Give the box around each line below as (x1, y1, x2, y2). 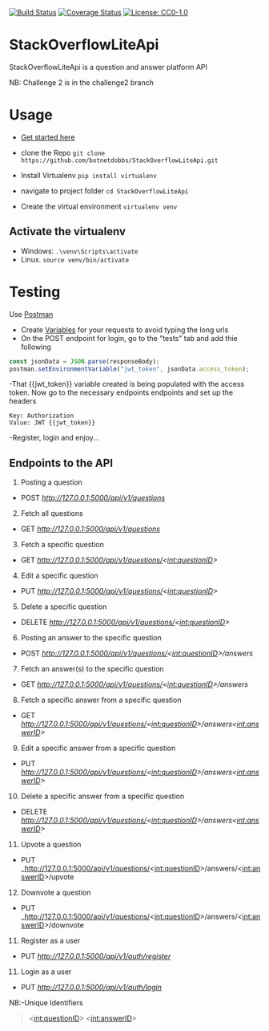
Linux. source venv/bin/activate (20, 254, 130, 264)
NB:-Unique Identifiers (9, 998, 83, 1008)
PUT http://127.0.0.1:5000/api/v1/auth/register (20, 952, 171, 961)
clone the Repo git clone (20, 148, 106, 157)
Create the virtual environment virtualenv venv (20, 201, 178, 211)
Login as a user (20, 967, 72, 976)
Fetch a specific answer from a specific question (20, 695, 182, 705)
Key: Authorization (9, 412, 74, 420)
